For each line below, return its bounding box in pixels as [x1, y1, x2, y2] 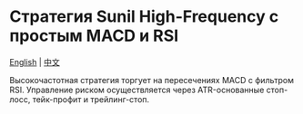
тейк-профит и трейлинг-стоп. [32, 93, 150, 105]
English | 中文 [9, 56, 61, 67]
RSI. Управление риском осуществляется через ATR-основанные [9, 84, 265, 95]
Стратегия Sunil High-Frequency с [9, 6, 279, 27]
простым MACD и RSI [9, 25, 179, 46]
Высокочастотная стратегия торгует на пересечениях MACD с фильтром [9, 74, 294, 85]
